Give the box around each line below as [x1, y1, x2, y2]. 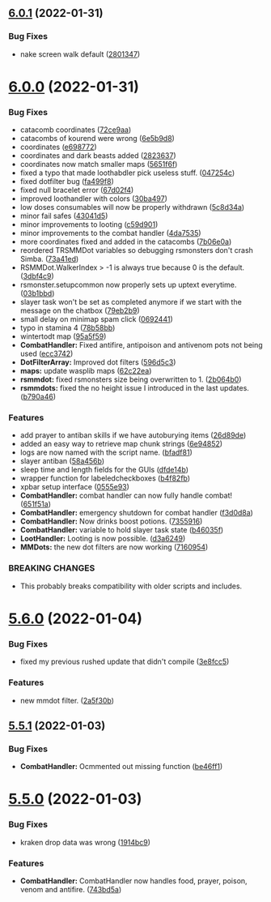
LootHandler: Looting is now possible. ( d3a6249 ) [19, 534, 186, 544]
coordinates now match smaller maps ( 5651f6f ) [19, 160, 178, 169]
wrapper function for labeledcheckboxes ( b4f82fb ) [19, 473, 191, 483]
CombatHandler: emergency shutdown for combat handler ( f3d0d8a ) [19, 508, 253, 518]
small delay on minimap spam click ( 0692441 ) [19, 314, 173, 324]
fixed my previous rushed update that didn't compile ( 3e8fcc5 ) [19, 656, 230, 667]
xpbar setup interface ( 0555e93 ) [19, 482, 129, 492]
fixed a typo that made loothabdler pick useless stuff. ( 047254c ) [19, 168, 235, 177]
